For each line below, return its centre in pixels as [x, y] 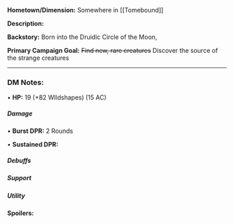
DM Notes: [25, 82]
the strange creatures [38, 58]
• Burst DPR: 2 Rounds [40, 131]
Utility [16, 195]
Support [19, 178]
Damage [20, 113]
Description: [25, 23]
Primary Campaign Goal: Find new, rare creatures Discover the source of [112, 50]
